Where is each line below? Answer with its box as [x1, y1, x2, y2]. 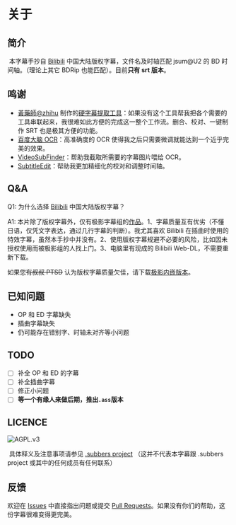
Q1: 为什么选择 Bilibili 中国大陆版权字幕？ [7, 202, 126, 211]
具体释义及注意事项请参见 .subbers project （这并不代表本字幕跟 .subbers [8, 450, 224, 458]
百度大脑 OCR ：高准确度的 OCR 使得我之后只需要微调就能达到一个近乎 [17, 135, 223, 144]
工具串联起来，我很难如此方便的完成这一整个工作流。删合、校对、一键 [17, 117, 223, 126]
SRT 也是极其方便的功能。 [25, 126, 102, 134]
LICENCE [7, 416, 48, 428]
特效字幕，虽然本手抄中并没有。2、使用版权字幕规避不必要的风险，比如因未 [7, 235, 228, 243]
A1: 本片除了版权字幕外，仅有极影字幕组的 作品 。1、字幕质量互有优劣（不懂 [7, 217, 225, 226]
